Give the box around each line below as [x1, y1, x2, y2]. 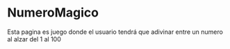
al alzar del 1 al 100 [7, 35, 61, 43]
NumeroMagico [7, 5, 99, 21]
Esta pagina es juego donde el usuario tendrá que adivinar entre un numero [7, 28, 224, 36]
